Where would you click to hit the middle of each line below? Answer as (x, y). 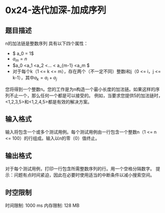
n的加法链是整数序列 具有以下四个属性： (47, 43)
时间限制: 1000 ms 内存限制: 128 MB (42, 205)
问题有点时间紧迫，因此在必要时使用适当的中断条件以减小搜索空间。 (84, 175)
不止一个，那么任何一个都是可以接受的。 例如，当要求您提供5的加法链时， (86, 95)
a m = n (20, 59)
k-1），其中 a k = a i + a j (35, 78)
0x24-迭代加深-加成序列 (56, 10)
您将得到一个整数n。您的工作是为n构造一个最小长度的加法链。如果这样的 (80, 89)
